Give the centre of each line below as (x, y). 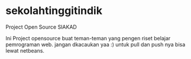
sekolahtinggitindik (54, 11)
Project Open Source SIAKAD (41, 27)
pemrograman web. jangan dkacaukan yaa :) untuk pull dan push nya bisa (96, 44)
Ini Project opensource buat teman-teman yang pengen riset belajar (88, 38)
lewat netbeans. (25, 50)
